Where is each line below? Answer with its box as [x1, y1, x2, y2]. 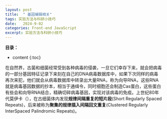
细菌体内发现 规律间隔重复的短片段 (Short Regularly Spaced [42, 96, 162, 102]
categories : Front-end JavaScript [5, 26, 77, 31]
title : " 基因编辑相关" [5, 12, 52, 17]
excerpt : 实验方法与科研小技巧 [5, 30, 63, 35]
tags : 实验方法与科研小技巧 [5, 16, 56, 21]
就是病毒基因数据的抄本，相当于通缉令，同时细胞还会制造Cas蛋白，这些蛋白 [5, 83, 162, 89]
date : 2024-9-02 [5, 21, 43, 26]
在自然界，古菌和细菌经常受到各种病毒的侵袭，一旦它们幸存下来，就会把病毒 [5, 65, 162, 70]
